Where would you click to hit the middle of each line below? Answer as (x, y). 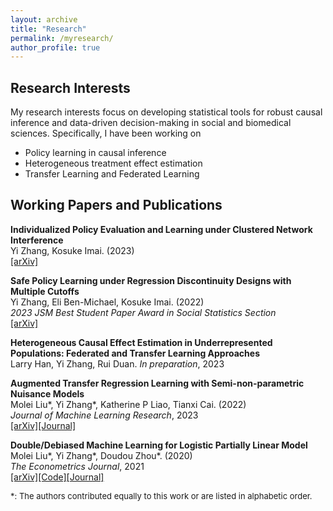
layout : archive (44, 19)
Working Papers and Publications (116, 205)
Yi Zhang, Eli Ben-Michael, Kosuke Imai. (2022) (107, 302)
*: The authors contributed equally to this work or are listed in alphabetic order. (161, 495)
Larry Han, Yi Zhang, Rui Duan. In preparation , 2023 (117, 363)
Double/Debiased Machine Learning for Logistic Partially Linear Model (159, 445)
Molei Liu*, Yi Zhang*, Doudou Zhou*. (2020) (101, 455)
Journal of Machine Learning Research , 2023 (104, 415)
